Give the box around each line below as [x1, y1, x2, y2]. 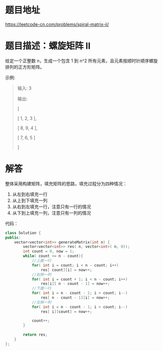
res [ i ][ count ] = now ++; [40, 309, 92, 314]
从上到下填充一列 [12, 197, 48, 203]
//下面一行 [31, 286, 51, 291]
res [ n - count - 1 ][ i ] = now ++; [40, 295, 110, 300]
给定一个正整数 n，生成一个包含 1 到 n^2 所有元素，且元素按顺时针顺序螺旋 [5, 58, 158, 64]
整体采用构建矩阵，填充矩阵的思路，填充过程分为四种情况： [5, 180, 127, 187]
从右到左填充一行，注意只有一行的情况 [12, 204, 91, 210]
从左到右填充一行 [12, 191, 48, 197]
